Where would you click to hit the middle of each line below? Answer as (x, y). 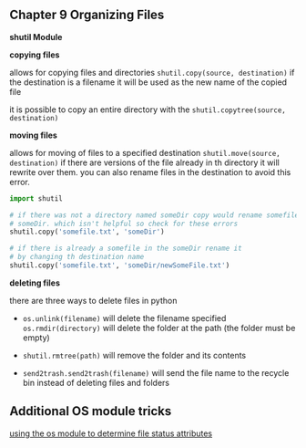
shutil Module (36, 36)
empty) (36, 338)
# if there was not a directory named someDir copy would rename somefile (154, 215)
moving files (33, 135)
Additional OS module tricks (91, 411)
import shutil (36, 198)
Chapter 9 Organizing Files (87, 15)
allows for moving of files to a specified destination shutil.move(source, (145, 152)
